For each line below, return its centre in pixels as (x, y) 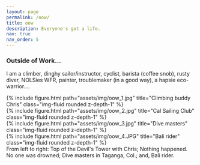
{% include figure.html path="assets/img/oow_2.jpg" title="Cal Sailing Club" (100, 111)
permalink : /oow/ (28, 17)
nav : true (19, 34)
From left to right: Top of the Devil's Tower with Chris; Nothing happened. (97, 149)
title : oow (20, 23)
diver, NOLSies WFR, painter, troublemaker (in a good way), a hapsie (91, 80)
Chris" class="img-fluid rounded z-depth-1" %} (65, 104)
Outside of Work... (34, 61)
